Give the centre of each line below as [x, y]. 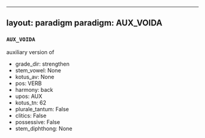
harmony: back [34, 89]
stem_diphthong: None [44, 128]
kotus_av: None [35, 77]
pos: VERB [28, 83]
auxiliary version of [31, 52]
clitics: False [31, 116]
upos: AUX [29, 96]
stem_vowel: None [38, 70]
